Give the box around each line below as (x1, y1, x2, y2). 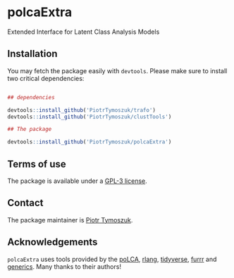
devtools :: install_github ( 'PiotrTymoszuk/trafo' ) (7, 106, 156, 113)
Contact (7, 197, 44, 209)
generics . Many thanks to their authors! (7, 262, 122, 271)
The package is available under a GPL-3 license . (7, 177, 148, 185)
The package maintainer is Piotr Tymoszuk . (7, 215, 133, 224)
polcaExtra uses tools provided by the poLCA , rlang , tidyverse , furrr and (7, 255, 217, 263)
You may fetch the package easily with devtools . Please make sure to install (7, 66, 228, 75)
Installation (7, 48, 58, 60)
